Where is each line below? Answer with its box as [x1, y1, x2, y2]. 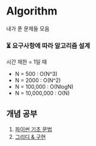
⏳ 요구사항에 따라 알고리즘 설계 [6, 41, 91, 49]
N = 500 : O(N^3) [14, 71, 58, 78]
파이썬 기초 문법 [14, 125, 52, 133]
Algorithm [6, 4, 58, 18]
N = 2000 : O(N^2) [14, 77, 61, 84]
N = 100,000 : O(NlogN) [14, 83, 74, 90]
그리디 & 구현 [14, 133, 46, 141]
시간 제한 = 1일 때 [6, 59, 47, 66]
